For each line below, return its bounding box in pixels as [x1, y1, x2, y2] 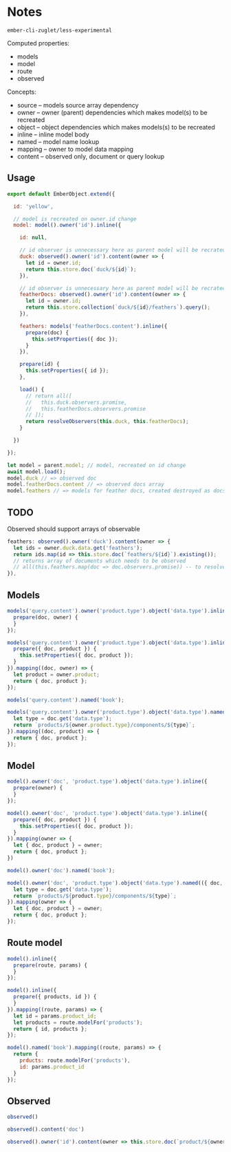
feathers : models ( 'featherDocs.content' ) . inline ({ [19, 322, 168, 329]
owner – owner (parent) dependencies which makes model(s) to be [16, 108, 208, 116]
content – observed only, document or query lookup [16, 152, 165, 161]
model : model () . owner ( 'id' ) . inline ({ [13, 222, 122, 229]
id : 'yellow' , [13, 203, 54, 210]
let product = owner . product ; [13, 671, 100, 678]
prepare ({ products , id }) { [13, 994, 97, 1000]
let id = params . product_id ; [13, 1012, 97, 1020]
